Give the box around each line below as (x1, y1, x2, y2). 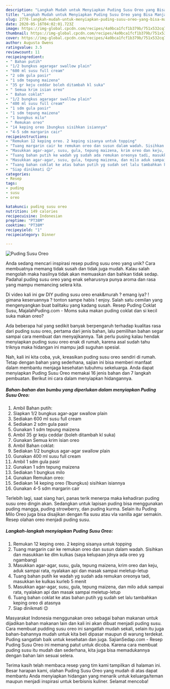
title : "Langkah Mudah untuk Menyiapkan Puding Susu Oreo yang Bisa (6, 12, 153, 17)
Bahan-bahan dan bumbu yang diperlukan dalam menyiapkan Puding (6, 387, 156, 393)
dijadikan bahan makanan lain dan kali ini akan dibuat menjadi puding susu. (6, 620, 162, 626)
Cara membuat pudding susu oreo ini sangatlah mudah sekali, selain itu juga (6, 625, 164, 631)
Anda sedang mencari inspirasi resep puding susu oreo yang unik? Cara (6, 260, 155, 266)
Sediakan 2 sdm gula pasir (13, 421, 69, 427)
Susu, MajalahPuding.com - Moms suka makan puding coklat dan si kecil (6, 307, 158, 313)
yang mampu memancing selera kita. (6, 281, 83, 288)
